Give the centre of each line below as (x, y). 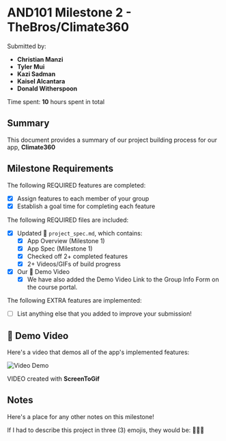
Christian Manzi (40, 59)
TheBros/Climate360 (68, 27)
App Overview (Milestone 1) (66, 240)
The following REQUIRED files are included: (68, 220)
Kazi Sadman (36, 74)
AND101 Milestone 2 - (69, 13)
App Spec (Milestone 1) (60, 249)
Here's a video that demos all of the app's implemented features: (98, 352)
